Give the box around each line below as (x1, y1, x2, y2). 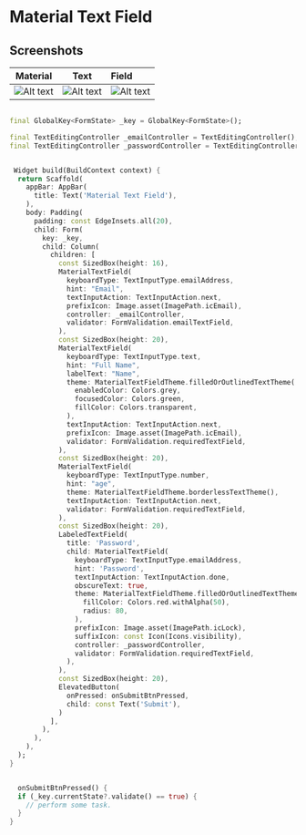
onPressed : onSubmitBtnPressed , (66, 691, 189, 700)
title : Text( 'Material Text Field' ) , (33, 191, 178, 201)
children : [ (49, 251, 96, 260)
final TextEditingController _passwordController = (9, 141, 209, 150)
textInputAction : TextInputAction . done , (74, 572, 230, 582)
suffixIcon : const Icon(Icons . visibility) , (74, 632, 243, 641)
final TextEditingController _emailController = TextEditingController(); (9, 132, 300, 142)
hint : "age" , (66, 479, 117, 489)
